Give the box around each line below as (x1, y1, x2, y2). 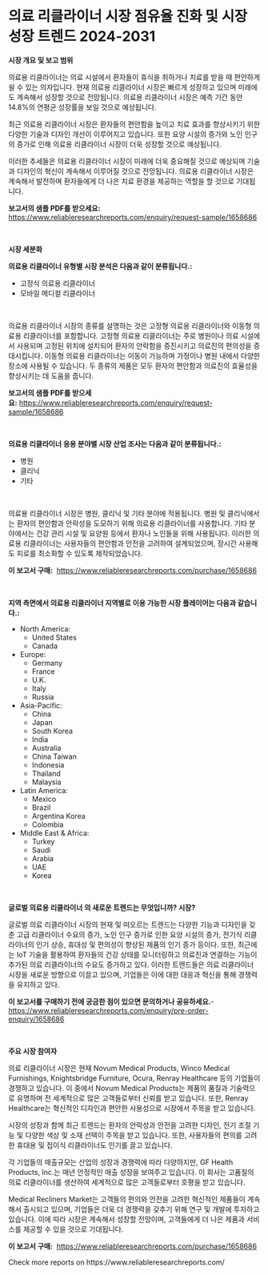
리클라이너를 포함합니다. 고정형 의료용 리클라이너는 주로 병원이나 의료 (22, 331, 239, 340)
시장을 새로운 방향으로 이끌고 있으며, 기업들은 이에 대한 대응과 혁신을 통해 (8, 969, 237, 979)
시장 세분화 (8, 244, 42, 254)
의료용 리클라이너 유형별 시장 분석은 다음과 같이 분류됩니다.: (8, 261, 193, 271)
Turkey (31, 836, 55, 846)
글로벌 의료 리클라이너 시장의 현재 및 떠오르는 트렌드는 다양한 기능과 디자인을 (8, 920, 248, 929)
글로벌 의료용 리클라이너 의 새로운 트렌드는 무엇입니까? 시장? (8, 902, 196, 912)
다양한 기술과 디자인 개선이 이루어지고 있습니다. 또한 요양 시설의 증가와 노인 (8, 129, 243, 138)
